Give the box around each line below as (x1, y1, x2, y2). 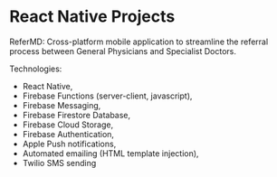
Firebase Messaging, (22, 99, 101, 110)
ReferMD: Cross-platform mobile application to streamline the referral (9, 36, 269, 47)
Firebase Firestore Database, (22, 109, 131, 120)
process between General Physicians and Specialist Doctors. (9, 45, 237, 56)
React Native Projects (9, 6, 176, 27)
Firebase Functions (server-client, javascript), (22, 90, 193, 101)
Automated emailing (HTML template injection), (22, 147, 199, 159)
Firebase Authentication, (22, 128, 115, 139)
